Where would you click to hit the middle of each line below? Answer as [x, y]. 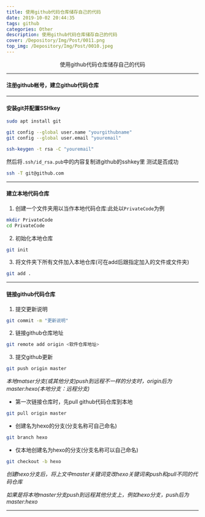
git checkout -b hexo [34, 461]
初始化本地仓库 [34, 238]
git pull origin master [37, 413]
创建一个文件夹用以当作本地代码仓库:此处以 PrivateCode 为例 [90, 208]
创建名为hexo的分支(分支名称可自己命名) [66, 426]
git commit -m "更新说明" [38, 320]
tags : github [23, 23]
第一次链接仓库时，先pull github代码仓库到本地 [74, 402]
